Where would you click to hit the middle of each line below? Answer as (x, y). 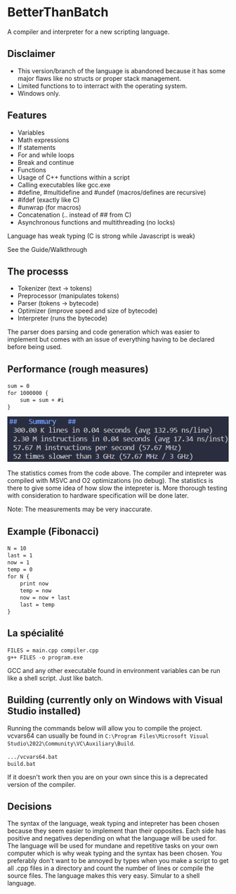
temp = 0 (20, 569)
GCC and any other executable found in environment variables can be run (114, 670)
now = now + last (45, 598)
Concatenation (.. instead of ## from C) (74, 215)
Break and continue (46, 162)
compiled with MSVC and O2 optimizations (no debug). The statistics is (110, 481)
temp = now (36, 591)
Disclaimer (31, 54)
